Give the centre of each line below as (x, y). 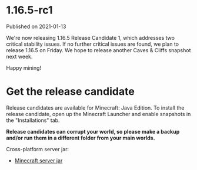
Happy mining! (24, 67)
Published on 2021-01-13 (36, 26)
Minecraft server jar (39, 160)
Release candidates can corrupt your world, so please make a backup (93, 131)
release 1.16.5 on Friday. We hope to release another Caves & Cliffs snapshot (98, 50)
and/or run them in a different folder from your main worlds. (81, 138)
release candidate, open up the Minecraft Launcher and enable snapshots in (98, 114)
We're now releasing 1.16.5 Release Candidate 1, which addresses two (91, 38)
